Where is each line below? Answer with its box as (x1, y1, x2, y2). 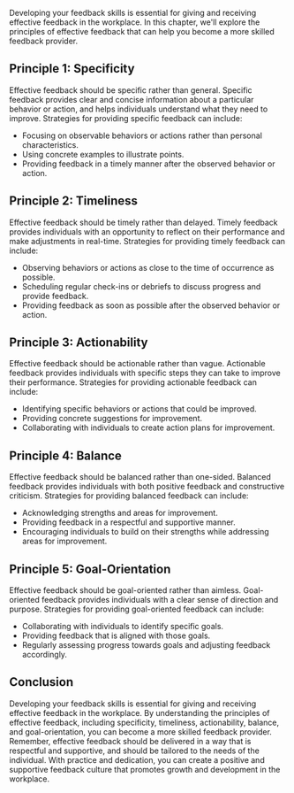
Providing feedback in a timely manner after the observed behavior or (21, 158, 275, 169)
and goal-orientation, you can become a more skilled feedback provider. (9, 726, 272, 737)
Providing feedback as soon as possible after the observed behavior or (21, 300, 281, 311)
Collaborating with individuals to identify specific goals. (21, 621, 223, 632)
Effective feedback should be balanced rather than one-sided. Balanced (9, 472, 272, 482)
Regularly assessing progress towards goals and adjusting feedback (21, 640, 271, 651)
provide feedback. (21, 290, 89, 301)
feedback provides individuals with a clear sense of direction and (41, 595, 279, 605)
